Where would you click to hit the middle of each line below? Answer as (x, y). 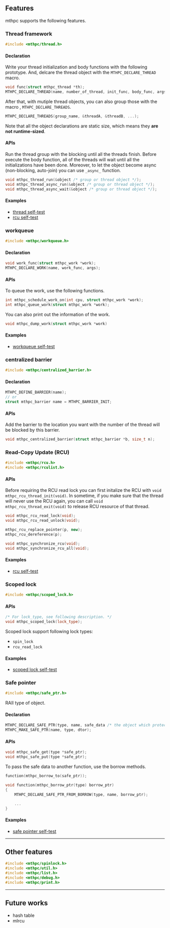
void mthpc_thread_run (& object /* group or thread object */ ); (73, 180)
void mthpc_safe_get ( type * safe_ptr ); (46, 752)
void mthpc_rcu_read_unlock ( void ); (43, 521)
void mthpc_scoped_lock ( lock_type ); (44, 622)
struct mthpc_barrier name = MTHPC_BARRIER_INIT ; (59, 402)
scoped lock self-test (35, 670)
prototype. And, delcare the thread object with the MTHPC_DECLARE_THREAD (81, 73)
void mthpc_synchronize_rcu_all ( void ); (47, 548)
